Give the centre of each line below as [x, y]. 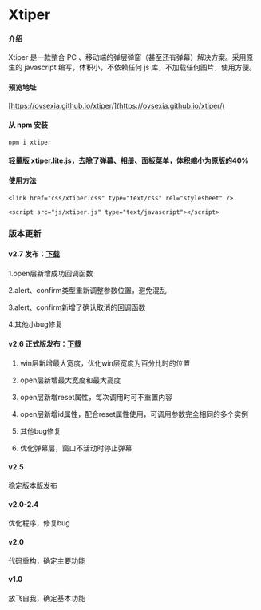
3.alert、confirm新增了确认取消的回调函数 [77, 307]
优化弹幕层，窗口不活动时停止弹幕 [76, 448]
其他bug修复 [40, 431]
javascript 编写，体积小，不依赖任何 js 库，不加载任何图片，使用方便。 [140, 67]
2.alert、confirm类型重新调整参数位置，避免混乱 [88, 290]
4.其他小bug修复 [36, 324]
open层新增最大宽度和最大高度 [70, 380]
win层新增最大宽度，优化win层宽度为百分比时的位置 [105, 363]
